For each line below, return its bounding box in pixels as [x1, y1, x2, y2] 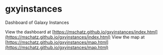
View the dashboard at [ [5, 29, 54, 35]
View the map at [112, 34, 145, 40]
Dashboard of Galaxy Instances [5, 19, 69, 25]
